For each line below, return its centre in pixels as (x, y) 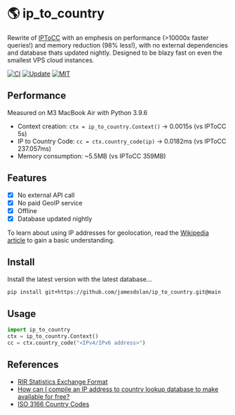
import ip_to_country (39, 330)
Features (27, 178)
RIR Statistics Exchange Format (62, 381)
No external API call (46, 195)
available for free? (43, 396)
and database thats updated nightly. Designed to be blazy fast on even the (115, 53)
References (33, 365)
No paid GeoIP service (50, 203)
